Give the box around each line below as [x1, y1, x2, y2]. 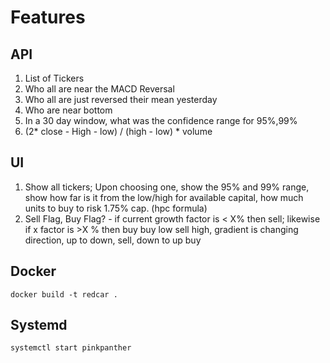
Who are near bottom [24, 104, 113, 116]
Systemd [10, 317, 68, 334]
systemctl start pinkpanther [10, 343, 132, 353]
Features [10, 6, 86, 29]
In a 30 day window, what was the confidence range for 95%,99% [24, 115, 298, 126]
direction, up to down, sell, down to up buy [24, 234, 202, 246]
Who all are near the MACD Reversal [24, 83, 175, 95]
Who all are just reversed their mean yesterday [24, 94, 218, 105]
